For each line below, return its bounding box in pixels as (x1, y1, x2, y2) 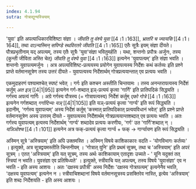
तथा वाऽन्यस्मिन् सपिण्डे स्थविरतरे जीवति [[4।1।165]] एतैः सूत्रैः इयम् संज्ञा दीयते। (21, 41, 173, 48)
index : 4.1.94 (6, 8, 41, 15)
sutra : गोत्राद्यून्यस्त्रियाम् (6, 14, 50, 20)
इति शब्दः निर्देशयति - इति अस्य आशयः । (6, 176, 80, 184)
